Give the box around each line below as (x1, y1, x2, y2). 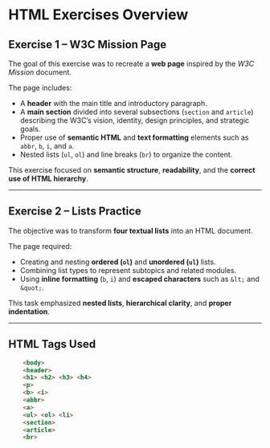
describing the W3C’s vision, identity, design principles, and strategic (19, 116, 250, 125)
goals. (19, 124, 41, 133)
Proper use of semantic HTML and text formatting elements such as (19, 132, 249, 142)
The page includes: (8, 83, 72, 92)
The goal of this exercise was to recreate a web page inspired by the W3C (8, 59, 255, 68)
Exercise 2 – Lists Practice (8, 205, 142, 218)
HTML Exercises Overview (8, 6, 189, 24)
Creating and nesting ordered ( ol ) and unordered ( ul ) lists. (19, 257, 216, 267)
